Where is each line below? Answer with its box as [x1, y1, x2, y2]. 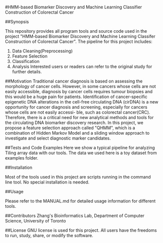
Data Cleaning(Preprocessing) [12, 48, 73, 54]
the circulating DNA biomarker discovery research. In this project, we [5, 120, 144, 125]
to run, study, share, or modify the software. [5, 233, 93, 238]
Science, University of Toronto [5, 218, 66, 223]
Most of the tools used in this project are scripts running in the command [5, 174, 151, 180]
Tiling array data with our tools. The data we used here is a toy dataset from [5, 150, 157, 156]
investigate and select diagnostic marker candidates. [5, 135, 111, 141]
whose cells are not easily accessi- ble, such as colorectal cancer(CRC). [5, 109, 150, 115]
